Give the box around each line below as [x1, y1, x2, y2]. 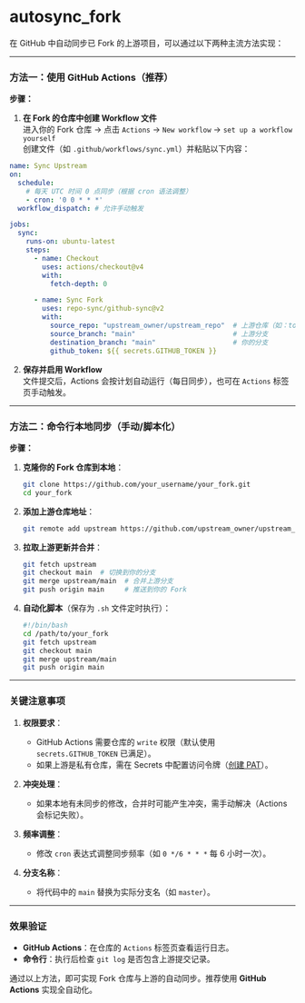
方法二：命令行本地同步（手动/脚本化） [9, 420, 181, 432]
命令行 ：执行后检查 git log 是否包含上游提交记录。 [22, 953, 215, 964]
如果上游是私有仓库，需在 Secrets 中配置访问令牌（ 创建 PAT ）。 [35, 759, 274, 770]
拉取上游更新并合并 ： [22, 541, 103, 552]
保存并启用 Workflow [22, 363, 103, 374]
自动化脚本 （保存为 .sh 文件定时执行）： [22, 602, 172, 614]
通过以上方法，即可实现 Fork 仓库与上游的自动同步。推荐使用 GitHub [9, 972, 267, 983]
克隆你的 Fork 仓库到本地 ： [22, 462, 124, 472]
